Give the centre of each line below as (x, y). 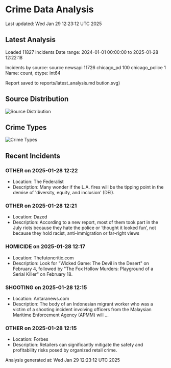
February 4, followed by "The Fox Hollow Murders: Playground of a (83, 269)
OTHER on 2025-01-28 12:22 (42, 170)
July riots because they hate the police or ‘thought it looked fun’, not (84, 228)
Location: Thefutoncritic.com (43, 258)
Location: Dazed (30, 217)
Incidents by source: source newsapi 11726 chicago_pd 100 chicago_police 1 (86, 67)
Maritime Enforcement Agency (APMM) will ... (60, 315)
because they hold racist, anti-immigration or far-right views (76, 233)
